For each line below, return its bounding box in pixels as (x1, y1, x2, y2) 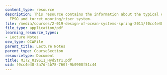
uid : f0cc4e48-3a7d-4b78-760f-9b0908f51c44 (5, 62, 97, 67)
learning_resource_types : (5, 30, 59, 35)
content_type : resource (5, 7, 55, 12)
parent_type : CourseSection (5, 48, 64, 53)
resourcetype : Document (5, 53, 55, 58)
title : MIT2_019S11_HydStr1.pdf (5, 58, 72, 63)
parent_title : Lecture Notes (5, 44, 66, 49)
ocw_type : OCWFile (5, 39, 43, 44)
